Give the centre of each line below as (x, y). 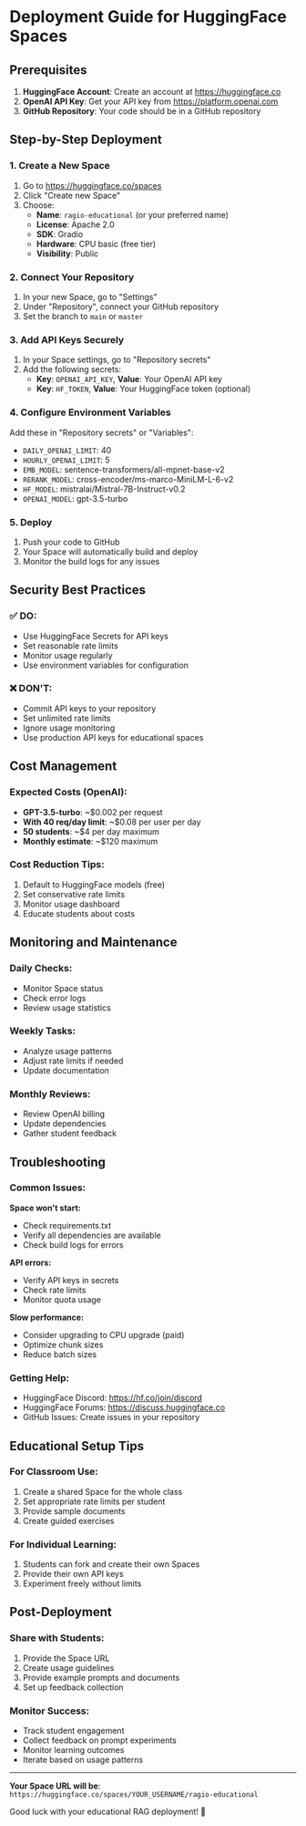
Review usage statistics (66, 1007)
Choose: (38, 205)
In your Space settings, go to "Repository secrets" (117, 360)
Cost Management (63, 767)
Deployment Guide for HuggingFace (148, 17)
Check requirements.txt (67, 1225)
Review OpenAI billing (64, 1114)
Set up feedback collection (73, 1687)
